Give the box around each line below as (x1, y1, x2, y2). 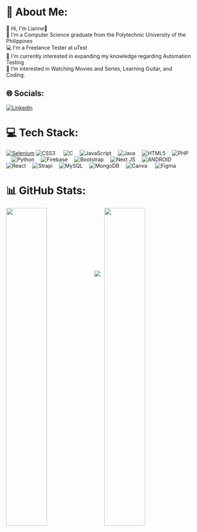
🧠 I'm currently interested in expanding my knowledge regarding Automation (6, 53, 191, 60)
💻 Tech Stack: (6, 126, 79, 139)
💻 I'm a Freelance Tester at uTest (6, 44, 88, 51)
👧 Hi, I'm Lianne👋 (6, 25, 48, 32)
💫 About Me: (6, 5, 68, 19)
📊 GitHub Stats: (6, 184, 86, 197)
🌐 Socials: (6, 89, 45, 99)
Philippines (6, 37, 33, 44)
